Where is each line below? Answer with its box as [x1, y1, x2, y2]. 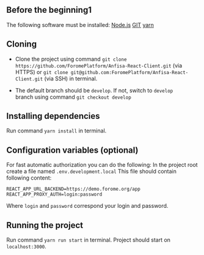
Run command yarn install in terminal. [6, 127, 107, 134]
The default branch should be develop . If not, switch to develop [15, 86, 173, 94]
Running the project [6, 220, 84, 230]
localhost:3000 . [6, 243, 47, 250]
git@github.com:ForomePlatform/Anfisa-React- [70, 69, 189, 75]
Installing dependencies [6, 111, 100, 121]
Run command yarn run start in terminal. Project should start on [6, 236, 171, 244]
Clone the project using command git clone [15, 55, 127, 63]
